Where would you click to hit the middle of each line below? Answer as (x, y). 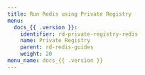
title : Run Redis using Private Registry (70, 14)
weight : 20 (36, 54)
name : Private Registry (55, 41)
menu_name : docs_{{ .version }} (55, 61)
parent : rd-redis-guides (57, 47)
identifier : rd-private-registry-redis (79, 34)
